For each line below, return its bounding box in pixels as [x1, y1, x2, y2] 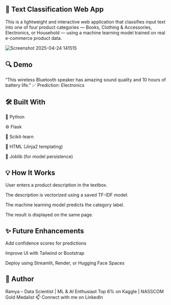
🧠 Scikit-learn [5, 134, 34, 140]
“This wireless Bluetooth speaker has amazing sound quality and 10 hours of [5, 76, 166, 82]
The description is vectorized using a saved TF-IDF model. [5, 192, 129, 198]
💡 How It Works [5, 168, 56, 177]
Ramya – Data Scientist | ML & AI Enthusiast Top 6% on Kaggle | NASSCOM [5, 288, 164, 294]
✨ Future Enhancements [5, 226, 84, 235]
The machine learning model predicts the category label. [5, 202, 125, 208]
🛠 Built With [5, 98, 46, 106]
